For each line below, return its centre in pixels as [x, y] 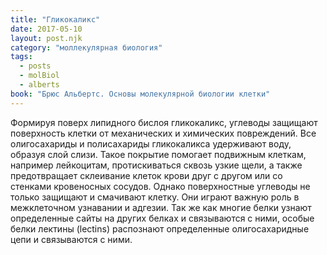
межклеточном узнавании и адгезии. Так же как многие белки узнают [161, 207]
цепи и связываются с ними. [71, 239]
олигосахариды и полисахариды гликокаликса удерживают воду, [151, 143]
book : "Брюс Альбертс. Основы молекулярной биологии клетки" [140, 94]
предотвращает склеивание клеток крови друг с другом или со [146, 175]
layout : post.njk [46, 38]
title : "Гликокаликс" [55, 19]
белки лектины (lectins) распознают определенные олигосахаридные [160, 228]
